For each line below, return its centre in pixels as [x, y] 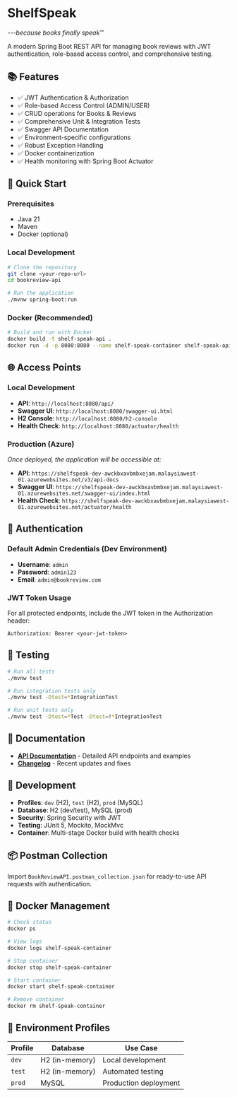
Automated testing [133, 1071]
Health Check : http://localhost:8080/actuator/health [98, 426]
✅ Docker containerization [56, 153]
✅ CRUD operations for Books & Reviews [77, 113]
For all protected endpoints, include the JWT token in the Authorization [110, 613]
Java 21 [29, 219]
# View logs [25, 941]
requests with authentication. [50, 884]
